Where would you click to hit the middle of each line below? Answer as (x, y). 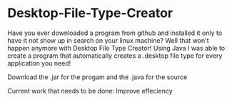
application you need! (39, 63)
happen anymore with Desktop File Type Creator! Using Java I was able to (116, 48)
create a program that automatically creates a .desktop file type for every (115, 56)
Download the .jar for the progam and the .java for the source (97, 77)
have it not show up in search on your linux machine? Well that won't (108, 40)
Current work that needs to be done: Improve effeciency (90, 91)
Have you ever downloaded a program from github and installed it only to (115, 33)
